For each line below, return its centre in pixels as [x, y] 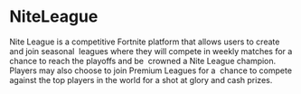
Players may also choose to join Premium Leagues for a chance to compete [150, 70]
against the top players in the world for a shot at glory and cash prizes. [141, 80]
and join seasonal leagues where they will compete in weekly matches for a [151, 51]
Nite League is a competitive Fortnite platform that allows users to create [145, 42]
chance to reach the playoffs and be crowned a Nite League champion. [143, 61]
